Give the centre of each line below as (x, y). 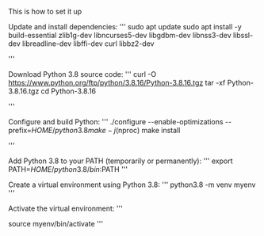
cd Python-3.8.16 (69, 91)
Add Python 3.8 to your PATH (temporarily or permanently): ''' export (121, 161)
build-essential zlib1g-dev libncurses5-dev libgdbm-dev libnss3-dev (120, 35)
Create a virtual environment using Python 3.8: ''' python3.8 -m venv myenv (132, 185)
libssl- (243, 35)
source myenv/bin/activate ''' (56, 224)
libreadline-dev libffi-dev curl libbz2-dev (88, 44)
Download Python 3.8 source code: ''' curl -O (82, 74)
